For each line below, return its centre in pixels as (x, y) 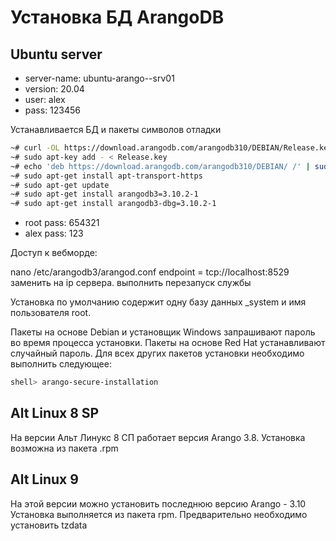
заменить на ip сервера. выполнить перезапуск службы (131, 283)
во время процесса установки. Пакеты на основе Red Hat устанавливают (168, 343)
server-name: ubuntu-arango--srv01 (99, 78)
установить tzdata (49, 525)
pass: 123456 (53, 110)
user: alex (45, 99)
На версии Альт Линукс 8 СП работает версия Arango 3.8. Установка (158, 437)
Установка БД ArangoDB (117, 17)
